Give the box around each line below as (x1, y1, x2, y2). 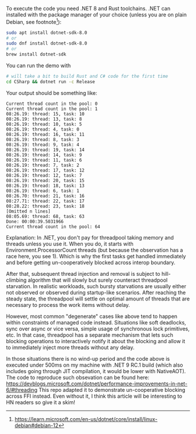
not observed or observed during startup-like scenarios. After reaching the (6, 289, 186, 296)
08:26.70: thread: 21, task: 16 (6, 193, 85, 199)
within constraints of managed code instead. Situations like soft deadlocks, (6, 319, 187, 326)
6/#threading (6, 386, 38, 393)
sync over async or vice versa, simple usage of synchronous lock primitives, (6, 325, 190, 332)
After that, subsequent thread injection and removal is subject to (6, 270, 160, 277)
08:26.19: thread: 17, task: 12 (6, 167, 85, 173)
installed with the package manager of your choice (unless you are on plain (6, 11, 187, 18)
